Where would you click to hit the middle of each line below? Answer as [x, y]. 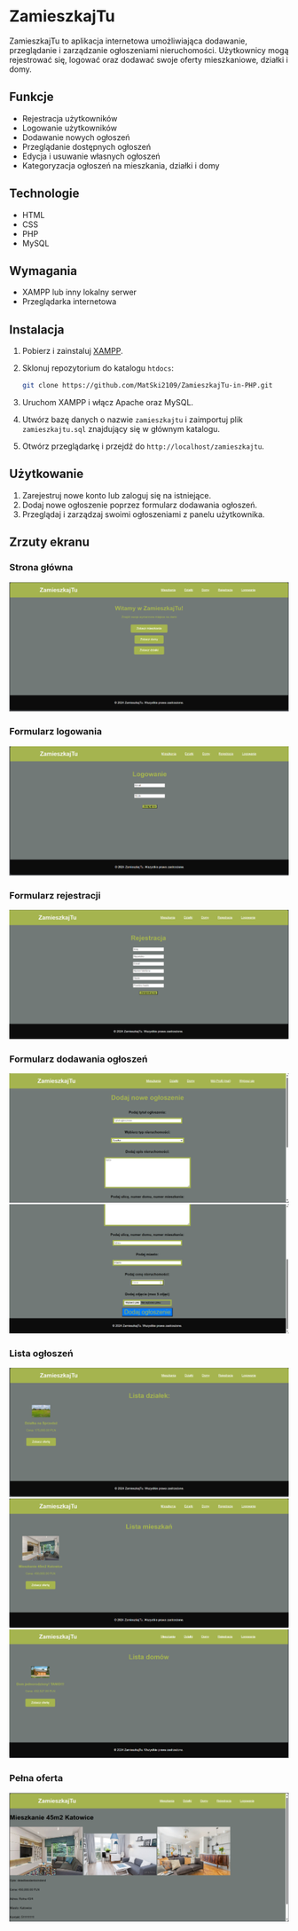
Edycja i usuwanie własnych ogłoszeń [91, 156]
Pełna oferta [36, 1778]
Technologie [44, 194]
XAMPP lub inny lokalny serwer [79, 292]
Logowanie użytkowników [70, 128]
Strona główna [41, 568]
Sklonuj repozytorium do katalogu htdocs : [98, 368]
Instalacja [37, 330]
